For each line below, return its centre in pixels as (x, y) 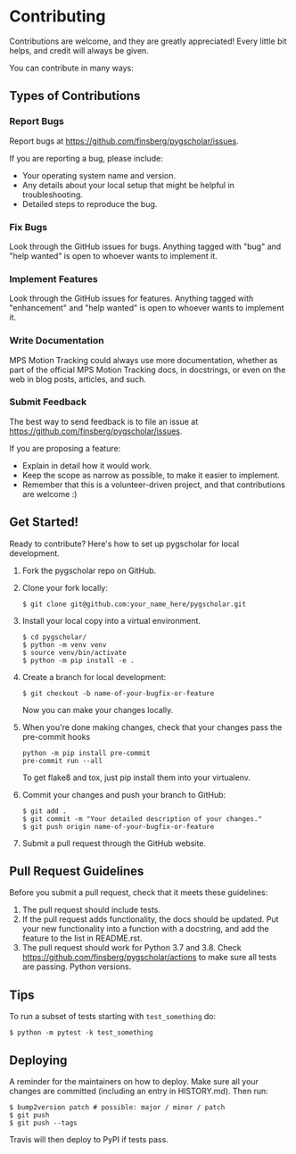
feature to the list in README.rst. (82, 938)
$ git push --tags (43, 1123)
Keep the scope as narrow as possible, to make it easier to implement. (151, 475)
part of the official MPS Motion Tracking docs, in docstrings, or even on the (148, 369)
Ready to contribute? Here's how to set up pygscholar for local (124, 544)
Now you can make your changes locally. (98, 710)
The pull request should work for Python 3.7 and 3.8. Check (132, 948)
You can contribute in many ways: (71, 68)
